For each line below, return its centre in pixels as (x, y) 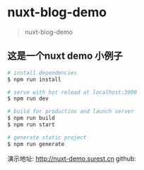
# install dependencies (42, 73)
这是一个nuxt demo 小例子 (65, 56)
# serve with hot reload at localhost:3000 (72, 92)
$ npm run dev (28, 99)
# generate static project (47, 137)
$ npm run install (34, 79)
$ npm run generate (36, 144)
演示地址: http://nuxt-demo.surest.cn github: (72, 158)
